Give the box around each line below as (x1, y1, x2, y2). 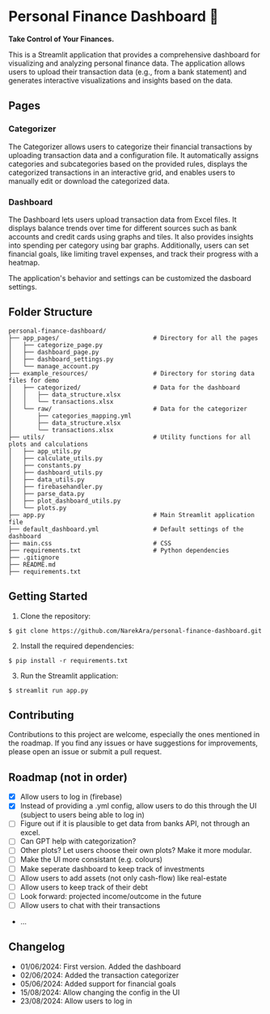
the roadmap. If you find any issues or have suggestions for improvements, (8, 738, 259, 748)
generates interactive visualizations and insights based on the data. (8, 75, 233, 85)
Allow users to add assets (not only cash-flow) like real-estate (19, 873, 227, 883)
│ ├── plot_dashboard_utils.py (8, 497, 121, 505)
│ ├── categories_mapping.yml (8, 412, 132, 420)
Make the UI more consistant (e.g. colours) (19, 855, 163, 864)
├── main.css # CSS (8, 539, 172, 547)
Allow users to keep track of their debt (19, 882, 148, 892)
